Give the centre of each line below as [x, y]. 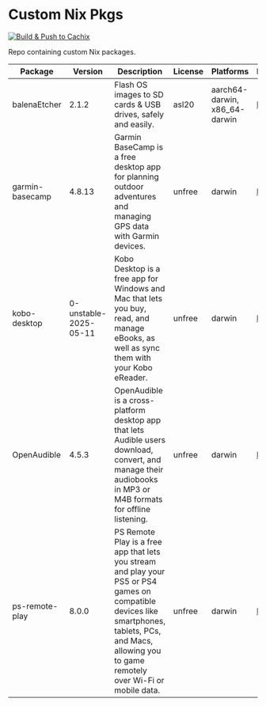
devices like [136, 611]
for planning [137, 176]
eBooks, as [135, 338]
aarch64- [229, 89]
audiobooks [136, 479]
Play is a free [138, 541]
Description [140, 71]
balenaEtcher [37, 104]
